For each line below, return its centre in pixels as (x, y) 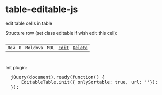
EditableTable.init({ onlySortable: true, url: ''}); (90, 82)
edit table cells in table (29, 23)
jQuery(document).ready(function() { (57, 77)
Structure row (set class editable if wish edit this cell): (61, 33)
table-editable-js (42, 9)
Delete (80, 47)
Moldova (34, 47)
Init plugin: (16, 67)
